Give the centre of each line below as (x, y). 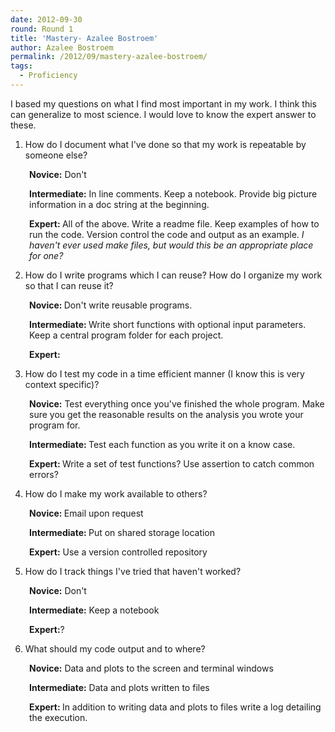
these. (23, 125)
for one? (46, 255)
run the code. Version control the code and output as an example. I (167, 234)
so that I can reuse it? (69, 285)
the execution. (58, 717)
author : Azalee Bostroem (62, 47)
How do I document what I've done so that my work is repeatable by (165, 144)
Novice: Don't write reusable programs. (111, 305)
